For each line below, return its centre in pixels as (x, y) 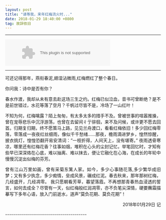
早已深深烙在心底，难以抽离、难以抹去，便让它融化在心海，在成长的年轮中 (85, 153)
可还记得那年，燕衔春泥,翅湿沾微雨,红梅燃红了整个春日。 (63, 78)
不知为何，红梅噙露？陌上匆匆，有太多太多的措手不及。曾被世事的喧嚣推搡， (83, 116)
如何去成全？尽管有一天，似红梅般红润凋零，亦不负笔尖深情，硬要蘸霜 (85, 188)
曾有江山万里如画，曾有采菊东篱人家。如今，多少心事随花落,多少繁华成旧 (83, 169)
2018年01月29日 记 (142, 205)
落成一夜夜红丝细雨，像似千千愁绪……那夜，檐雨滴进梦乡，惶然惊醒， (89, 134)
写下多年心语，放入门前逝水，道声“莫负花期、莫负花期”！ (67, 194)
